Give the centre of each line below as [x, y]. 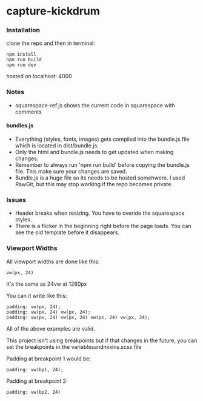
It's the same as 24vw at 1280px [47, 284]
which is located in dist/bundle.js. [57, 145]
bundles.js [20, 126]
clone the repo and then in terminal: [51, 43]
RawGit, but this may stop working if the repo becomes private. [94, 184]
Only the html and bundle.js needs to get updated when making [94, 152]
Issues [16, 200]
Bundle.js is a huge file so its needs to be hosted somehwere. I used [100, 178]
